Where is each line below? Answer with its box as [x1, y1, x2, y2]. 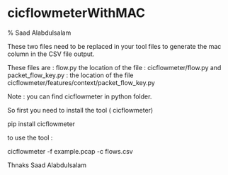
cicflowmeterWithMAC [7, 5, 146, 21]
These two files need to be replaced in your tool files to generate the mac [7, 42, 222, 50]
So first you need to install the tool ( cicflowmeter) [7, 106, 154, 114]
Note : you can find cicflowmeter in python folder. [7, 92, 152, 101]
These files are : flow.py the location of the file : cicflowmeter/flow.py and [7, 63, 222, 72]
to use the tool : [7, 133, 53, 142]
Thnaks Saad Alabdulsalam [7, 161, 87, 169]
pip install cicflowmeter [7, 119, 76, 128]
